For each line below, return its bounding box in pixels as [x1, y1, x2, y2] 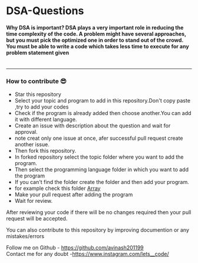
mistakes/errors [6, 232, 45, 239]
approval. [14, 128, 38, 135]
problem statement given [6, 49, 70, 56]
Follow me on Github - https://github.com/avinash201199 [6, 244, 144, 251]
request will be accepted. [6, 215, 68, 222]
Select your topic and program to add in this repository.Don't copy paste [14, 97, 190, 104]
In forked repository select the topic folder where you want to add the [14, 153, 184, 160]
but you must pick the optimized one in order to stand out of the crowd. [6, 37, 184, 44]
